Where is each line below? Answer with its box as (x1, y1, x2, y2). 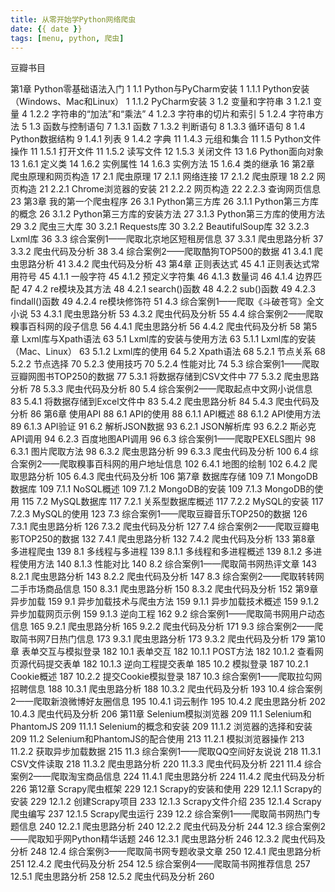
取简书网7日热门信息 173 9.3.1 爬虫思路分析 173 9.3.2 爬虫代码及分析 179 (10, 633, 306, 645)
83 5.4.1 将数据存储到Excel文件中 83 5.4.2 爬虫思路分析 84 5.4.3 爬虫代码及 (10, 396, 320, 408)
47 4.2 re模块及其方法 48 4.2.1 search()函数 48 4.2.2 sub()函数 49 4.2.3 (21, 283, 317, 295)
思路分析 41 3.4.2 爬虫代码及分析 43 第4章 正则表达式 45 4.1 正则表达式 (18, 258, 312, 270)
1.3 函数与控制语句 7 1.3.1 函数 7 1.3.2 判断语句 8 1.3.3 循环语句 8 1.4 (29, 121, 306, 133)
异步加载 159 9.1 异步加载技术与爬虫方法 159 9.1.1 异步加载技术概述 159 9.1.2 (10, 596, 320, 608)
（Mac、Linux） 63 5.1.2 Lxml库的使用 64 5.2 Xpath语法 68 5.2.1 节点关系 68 (10, 346, 326, 358)
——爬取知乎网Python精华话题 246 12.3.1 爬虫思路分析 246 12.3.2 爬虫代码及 (10, 833, 326, 845)
